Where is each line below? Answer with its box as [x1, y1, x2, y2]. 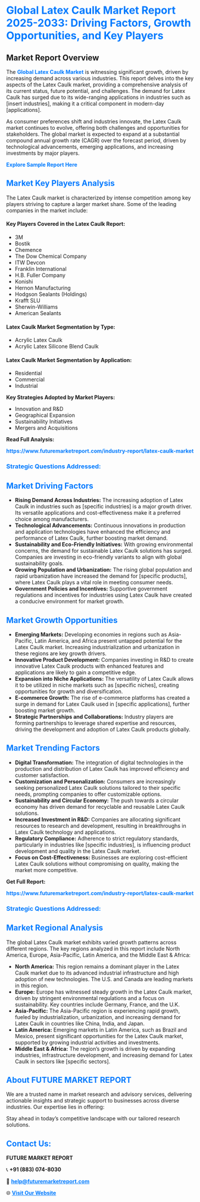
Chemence [14, 247, 42, 254]
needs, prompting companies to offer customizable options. [14, 790, 162, 798]
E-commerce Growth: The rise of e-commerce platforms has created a [14, 694, 190, 701]
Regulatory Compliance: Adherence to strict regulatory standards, [14, 834, 179, 842]
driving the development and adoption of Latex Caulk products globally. [14, 725, 190, 733]
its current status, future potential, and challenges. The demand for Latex [6, 88, 186, 94]
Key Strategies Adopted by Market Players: [6, 394, 115, 401]
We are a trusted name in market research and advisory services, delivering [6, 1091, 192, 1098]
